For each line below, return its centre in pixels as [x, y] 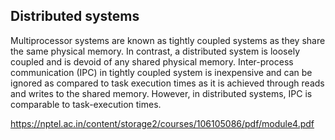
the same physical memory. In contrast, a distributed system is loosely [155, 51]
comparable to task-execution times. [86, 104]
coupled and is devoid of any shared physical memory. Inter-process [152, 61]
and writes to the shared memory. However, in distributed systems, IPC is [161, 93]
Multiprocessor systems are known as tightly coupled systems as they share [168, 40]
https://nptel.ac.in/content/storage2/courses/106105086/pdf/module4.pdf [162, 123]
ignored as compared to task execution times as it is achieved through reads [167, 83]
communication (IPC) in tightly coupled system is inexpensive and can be [161, 72]
